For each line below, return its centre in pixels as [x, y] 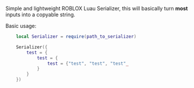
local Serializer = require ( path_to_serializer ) [76, 37]
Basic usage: [21, 26]
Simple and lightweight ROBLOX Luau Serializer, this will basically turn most [97, 8]
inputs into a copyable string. [40, 15]
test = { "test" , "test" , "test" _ [88, 64]
